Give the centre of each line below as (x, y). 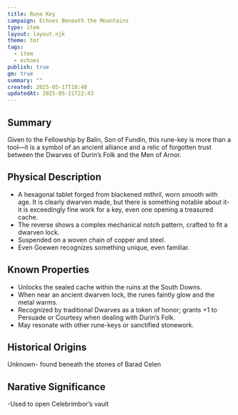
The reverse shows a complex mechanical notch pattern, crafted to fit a (123, 225)
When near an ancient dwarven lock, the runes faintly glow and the (116, 294)
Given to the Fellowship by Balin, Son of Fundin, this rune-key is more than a (119, 139)
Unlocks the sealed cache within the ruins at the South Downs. (110, 287)
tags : (15, 47)
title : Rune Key (31, 14)
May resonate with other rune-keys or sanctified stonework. (106, 324)
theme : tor (24, 41)
